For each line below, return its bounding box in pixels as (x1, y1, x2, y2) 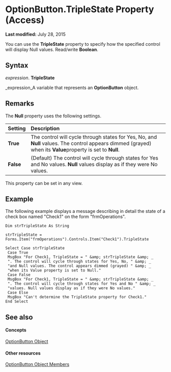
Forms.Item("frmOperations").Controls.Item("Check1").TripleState (5, 237, 149, 242)
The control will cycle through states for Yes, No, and (30, 133, 157, 140)
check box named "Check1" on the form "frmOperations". (5, 213, 126, 220)
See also (5, 313, 33, 321)
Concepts (5, 327, 26, 333)
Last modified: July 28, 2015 (5, 31, 66, 37)
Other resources (5, 350, 41, 356)
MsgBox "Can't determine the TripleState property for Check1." (7, 295, 147, 300)
